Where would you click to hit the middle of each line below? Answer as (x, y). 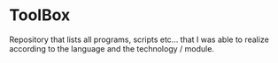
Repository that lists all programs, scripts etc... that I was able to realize (139, 39)
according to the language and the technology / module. (112, 48)
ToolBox (40, 15)
